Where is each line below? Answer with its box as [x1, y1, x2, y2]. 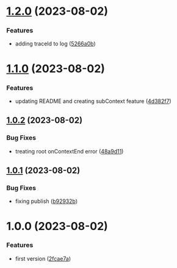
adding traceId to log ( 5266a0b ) [15, 40, 96, 47]
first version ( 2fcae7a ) [15, 255, 71, 262]
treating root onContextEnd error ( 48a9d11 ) [15, 147, 124, 155]
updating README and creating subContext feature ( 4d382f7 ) [15, 97, 172, 105]
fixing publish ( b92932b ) [15, 197, 78, 205]
